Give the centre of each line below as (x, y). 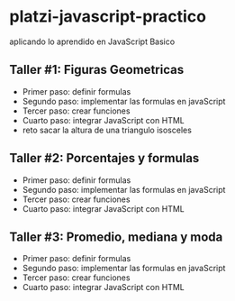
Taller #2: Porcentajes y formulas (104, 158)
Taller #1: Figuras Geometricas (97, 70)
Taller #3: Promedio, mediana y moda (116, 237)
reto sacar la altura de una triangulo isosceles (107, 130)
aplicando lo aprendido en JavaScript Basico (92, 41)
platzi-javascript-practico (108, 17)
